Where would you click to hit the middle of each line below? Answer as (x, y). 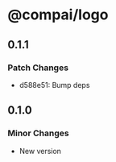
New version (40, 151)
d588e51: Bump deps (54, 85)
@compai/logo (58, 15)
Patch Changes (38, 68)
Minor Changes (38, 133)
